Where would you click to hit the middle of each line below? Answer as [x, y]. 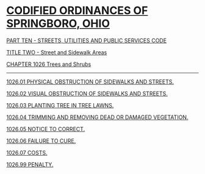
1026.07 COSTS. [27, 153]
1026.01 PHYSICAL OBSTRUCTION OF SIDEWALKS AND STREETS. [90, 82]
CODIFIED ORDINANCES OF [77, 11]
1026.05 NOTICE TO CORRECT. [46, 129]
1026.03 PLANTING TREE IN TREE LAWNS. [60, 105]
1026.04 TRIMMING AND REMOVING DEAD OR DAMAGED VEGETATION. [97, 117]
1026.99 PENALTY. [30, 164]
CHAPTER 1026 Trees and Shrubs [49, 64]
